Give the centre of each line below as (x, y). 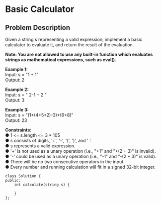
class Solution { (23, 176)
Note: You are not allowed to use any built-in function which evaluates (79, 54)
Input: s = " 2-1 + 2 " (26, 95)
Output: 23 (16, 120)
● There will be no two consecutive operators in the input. (65, 162)
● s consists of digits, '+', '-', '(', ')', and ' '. (48, 141)
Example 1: (17, 69)
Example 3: (17, 110)
